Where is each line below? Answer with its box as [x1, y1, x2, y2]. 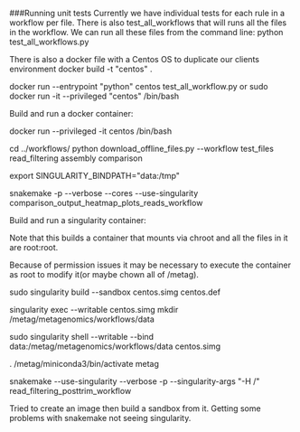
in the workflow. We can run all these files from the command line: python [9, 27, 284, 37]
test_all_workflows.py [9, 36, 89, 47]
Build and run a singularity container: [9, 215, 146, 225]
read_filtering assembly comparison [9, 153, 143, 164]
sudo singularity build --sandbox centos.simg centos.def [9, 286, 221, 297]
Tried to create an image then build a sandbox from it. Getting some [9, 403, 261, 414]
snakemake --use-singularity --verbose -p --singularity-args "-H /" [9, 376, 260, 387]
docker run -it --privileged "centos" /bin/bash [9, 90, 180, 101]
